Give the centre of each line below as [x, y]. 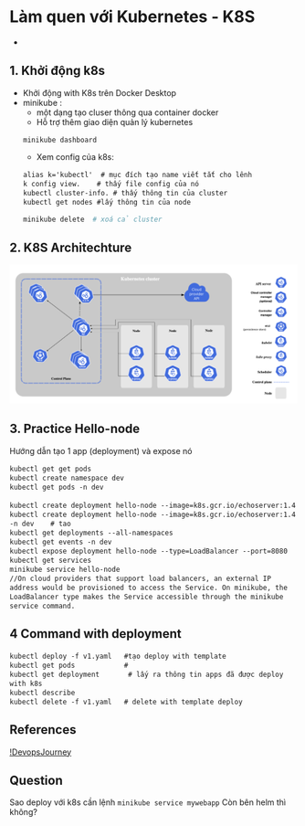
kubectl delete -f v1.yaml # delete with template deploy [126, 702]
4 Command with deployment [95, 634]
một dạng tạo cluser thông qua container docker [127, 112]
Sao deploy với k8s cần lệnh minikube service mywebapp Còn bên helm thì [147, 802]
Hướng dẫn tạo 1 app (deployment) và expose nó [101, 450]
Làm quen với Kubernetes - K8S [132, 17]
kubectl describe [42, 693]
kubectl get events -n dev [61, 542]
